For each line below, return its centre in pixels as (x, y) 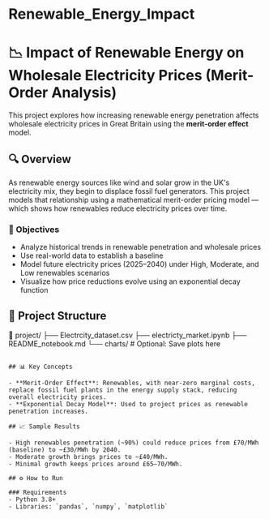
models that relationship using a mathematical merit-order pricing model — (134, 199)
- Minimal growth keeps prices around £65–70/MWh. (96, 464)
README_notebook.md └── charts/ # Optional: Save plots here (115, 344)
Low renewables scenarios (65, 273)
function (34, 290)
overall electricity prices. (58, 397)
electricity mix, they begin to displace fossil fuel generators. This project (129, 191)
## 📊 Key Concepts (41, 367)
